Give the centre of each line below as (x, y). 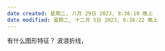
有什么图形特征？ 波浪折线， (47, 40)
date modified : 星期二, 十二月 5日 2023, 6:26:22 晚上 (82, 20)
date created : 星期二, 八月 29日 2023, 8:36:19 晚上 (80, 13)
